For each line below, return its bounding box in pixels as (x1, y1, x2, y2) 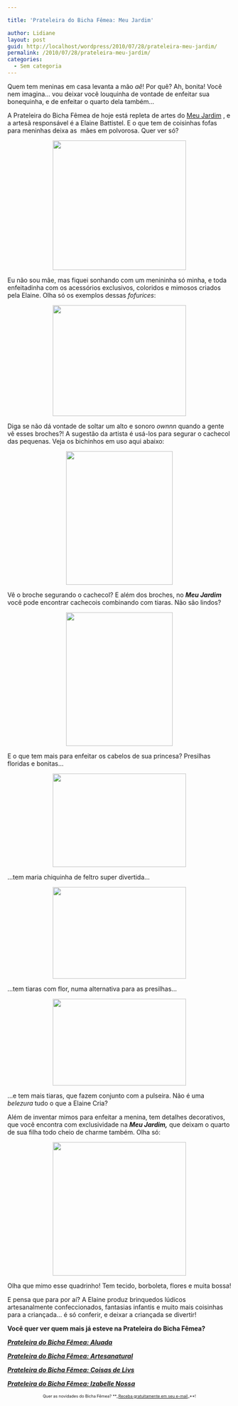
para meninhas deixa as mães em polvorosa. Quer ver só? (7, 126, 179, 135)
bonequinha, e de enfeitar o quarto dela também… (7, 97, 155, 105)
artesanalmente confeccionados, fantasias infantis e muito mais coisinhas (7, 1303, 224, 1311)
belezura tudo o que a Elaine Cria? (7, 1098, 108, 1108)
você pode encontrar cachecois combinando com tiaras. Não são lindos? (7, 598, 222, 606)
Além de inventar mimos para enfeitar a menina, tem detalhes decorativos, (7, 1113, 225, 1121)
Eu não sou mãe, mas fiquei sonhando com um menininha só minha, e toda (7, 276, 227, 284)
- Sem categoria (13, 63, 62, 70)
